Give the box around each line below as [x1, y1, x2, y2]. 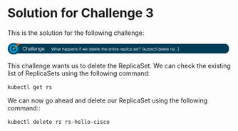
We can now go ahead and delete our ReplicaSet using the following [7, 96, 208, 105]
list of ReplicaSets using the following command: [7, 69, 150, 78]
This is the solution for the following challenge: [7, 28, 145, 37]
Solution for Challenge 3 [7, 5, 155, 21]
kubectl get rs [7, 83, 53, 90]
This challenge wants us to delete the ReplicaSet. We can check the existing [7, 61, 232, 70]
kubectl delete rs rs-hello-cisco [7, 118, 110, 125]
